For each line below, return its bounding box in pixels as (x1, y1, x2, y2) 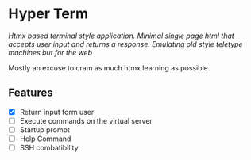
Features (8, 86, 53, 100)
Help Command (19, 134, 71, 143)
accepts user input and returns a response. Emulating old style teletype (8, 39, 244, 48)
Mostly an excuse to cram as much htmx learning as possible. (8, 63, 210, 72)
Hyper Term (8, 5, 89, 23)
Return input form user (19, 107, 95, 116)
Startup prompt (19, 124, 70, 135)
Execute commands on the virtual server (19, 116, 153, 125)
